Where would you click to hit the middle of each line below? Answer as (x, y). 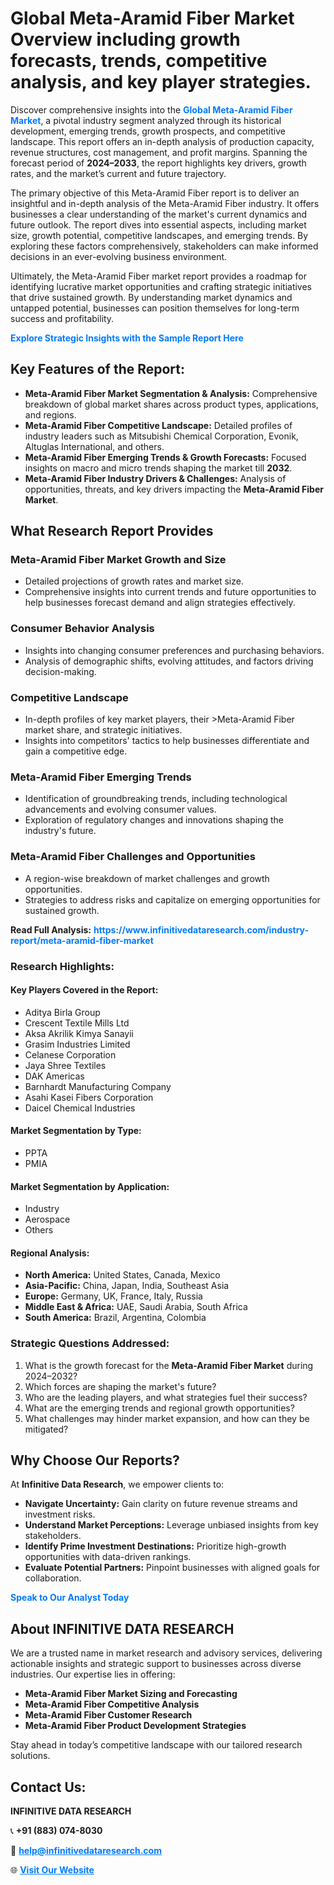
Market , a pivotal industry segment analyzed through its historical (146, 120)
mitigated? (46, 1429)
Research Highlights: (62, 966)
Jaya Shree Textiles (65, 1065)
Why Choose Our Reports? (95, 1460)
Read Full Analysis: (51, 929)
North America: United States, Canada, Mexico (122, 1275)
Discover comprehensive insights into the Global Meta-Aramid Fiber (151, 109)
